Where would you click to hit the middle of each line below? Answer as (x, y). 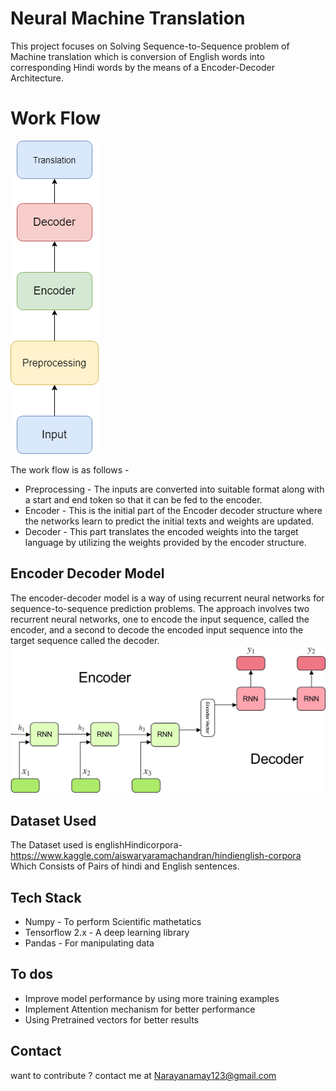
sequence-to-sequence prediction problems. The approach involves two (160, 608)
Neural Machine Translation (128, 18)
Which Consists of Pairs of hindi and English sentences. (125, 866)
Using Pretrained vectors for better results (111, 1019)
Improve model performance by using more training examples (152, 998)
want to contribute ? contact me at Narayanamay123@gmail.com (143, 1075)
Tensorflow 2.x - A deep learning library (107, 933)
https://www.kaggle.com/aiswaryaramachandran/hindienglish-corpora (156, 856)
